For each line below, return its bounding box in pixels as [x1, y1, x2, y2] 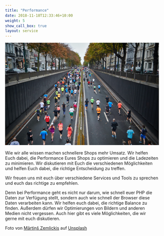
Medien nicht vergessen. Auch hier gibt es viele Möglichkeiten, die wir [5, 210, 146, 216]
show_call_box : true [5, 23, 47, 28]
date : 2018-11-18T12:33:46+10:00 [5, 13, 73, 18]
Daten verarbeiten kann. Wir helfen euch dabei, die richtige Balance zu [5, 200, 147, 206]
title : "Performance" [5, 8, 49, 13]
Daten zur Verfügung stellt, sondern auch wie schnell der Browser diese [5, 194, 150, 200]
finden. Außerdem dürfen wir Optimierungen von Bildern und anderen [5, 205, 145, 211]
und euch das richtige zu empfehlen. [5, 180, 79, 186]
